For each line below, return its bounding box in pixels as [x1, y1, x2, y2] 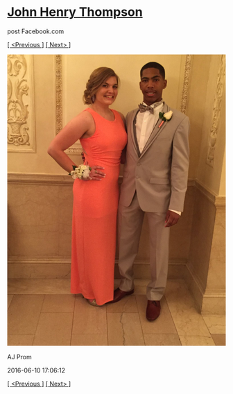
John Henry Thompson [7, 4, 144, 20]
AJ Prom [7, 352, 33, 361]
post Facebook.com [7, 27, 64, 35]
